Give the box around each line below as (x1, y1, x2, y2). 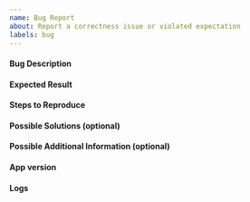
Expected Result (9, 79, 72, 90)
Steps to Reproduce (9, 100, 86, 111)
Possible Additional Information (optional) (9, 141, 170, 152)
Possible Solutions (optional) (9, 120, 120, 131)
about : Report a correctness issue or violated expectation (9, 22, 242, 31)
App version (9, 161, 57, 172)
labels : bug (9, 30, 54, 39)
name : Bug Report (9, 13, 75, 23)
